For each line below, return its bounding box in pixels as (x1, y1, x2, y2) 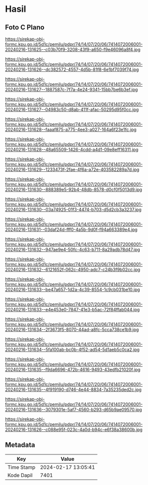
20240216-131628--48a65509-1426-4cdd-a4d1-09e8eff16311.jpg (5, 147, 139, 152)
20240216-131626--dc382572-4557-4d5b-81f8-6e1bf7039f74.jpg (5, 66, 139, 72)
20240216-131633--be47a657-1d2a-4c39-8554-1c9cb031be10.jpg (5, 287, 140, 292)
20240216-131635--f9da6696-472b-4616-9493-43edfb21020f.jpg (5, 367, 141, 372)
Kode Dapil (7, 472, 33, 479)
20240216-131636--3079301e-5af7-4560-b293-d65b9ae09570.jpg (5, 407, 142, 412)
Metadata (5, 441, 35, 449)
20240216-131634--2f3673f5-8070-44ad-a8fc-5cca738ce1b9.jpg (5, 326, 139, 332)
